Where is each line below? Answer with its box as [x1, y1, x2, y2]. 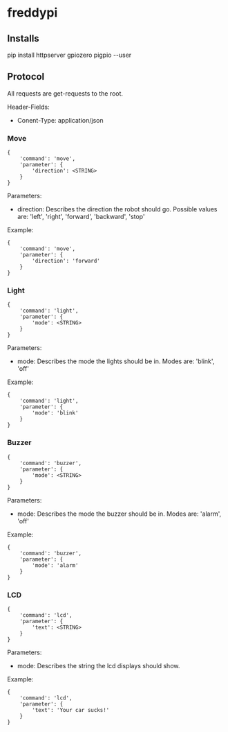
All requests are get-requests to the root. [7, 89, 123, 98]
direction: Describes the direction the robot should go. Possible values [17, 205, 218, 214]
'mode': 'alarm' [32, 561, 79, 569]
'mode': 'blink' [32, 410, 79, 417]
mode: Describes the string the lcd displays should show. [17, 662, 180, 670]
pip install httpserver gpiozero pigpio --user [7, 51, 132, 59]
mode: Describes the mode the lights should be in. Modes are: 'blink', [17, 357, 215, 365]
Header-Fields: [7, 103, 50, 111]
